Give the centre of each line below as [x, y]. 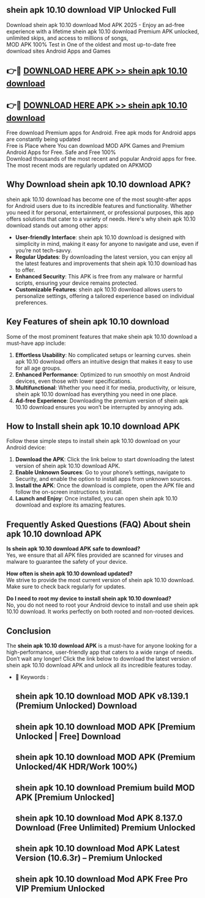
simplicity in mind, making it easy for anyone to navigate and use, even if [107, 244]
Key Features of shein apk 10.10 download [88, 322]
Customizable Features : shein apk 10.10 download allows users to [99, 289]
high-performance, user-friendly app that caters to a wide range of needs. [100, 652]
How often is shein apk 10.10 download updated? [69, 574]
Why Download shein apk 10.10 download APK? [99, 184]
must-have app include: [36, 343]
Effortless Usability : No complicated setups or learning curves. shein [103, 355]
